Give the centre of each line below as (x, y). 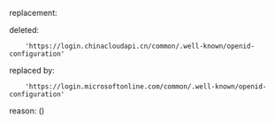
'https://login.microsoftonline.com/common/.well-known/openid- (146, 87)
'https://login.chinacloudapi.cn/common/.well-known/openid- (140, 46)
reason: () (27, 111)
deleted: (24, 30)
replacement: (33, 13)
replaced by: (32, 70)
